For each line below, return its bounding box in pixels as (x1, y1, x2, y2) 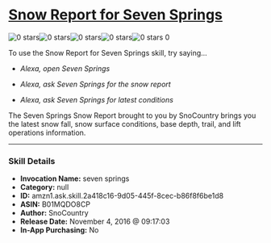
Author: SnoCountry (19, 208, 89, 218)
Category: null (19, 182, 69, 192)
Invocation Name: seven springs (19, 174, 130, 183)
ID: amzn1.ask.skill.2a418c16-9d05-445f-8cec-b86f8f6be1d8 (19, 191, 224, 201)
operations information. (8, 128, 86, 137)
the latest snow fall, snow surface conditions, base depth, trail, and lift (8, 119, 241, 128)
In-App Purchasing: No (19, 225, 99, 235)
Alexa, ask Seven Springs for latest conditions (19, 94, 173, 104)
